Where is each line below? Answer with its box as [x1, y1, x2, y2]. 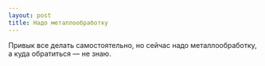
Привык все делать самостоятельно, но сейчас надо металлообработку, [8, 40, 257, 49]
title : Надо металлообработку [8, 19, 109, 27]
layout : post [8, 11, 52, 20]
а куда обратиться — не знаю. [8, 49, 111, 58]
